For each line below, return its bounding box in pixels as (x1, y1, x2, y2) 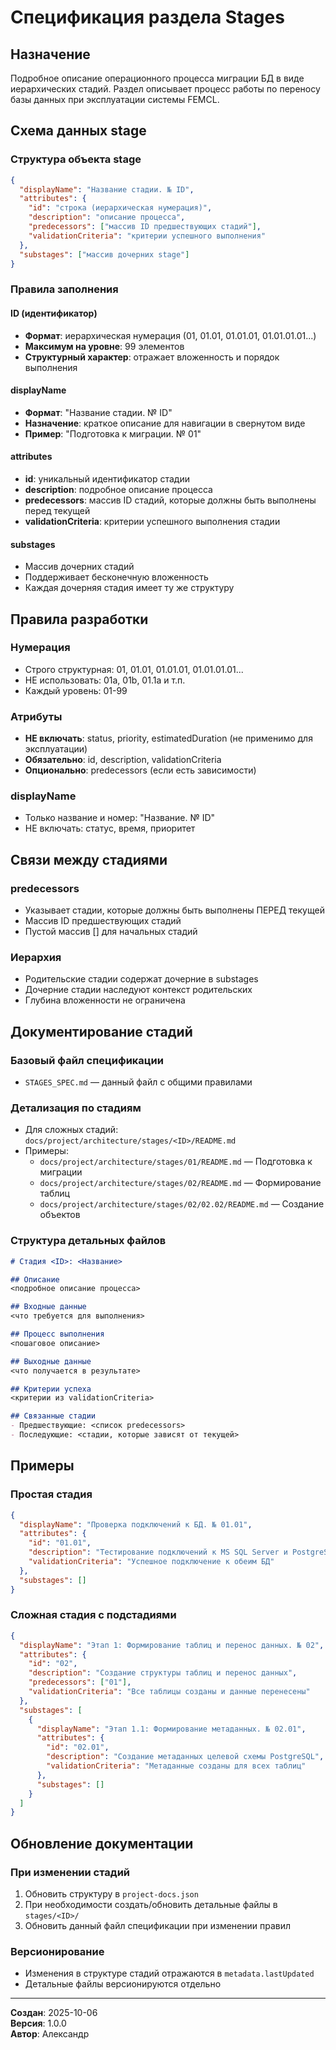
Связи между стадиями (10, 851, 168, 868)
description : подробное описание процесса (24, 483, 213, 495)
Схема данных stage (10, 122, 147, 140)
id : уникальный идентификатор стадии (24, 472, 190, 485)
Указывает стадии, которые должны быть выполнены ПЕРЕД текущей (24, 904, 325, 916)
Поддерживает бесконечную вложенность (24, 571, 209, 583)
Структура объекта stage (10, 152, 142, 166)
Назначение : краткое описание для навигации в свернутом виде (24, 417, 306, 429)
